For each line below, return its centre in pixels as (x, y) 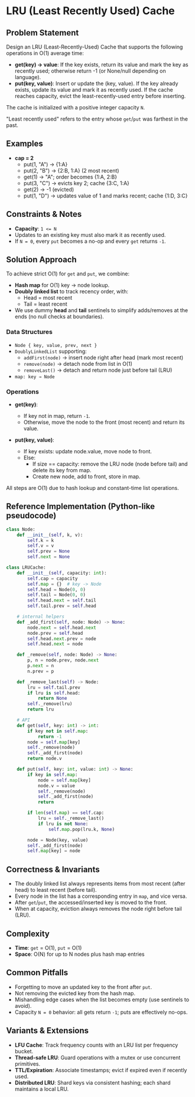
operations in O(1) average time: (45, 53)
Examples (25, 144)
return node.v (45, 759)
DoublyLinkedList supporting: (51, 351)
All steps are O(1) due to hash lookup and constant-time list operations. (92, 488)
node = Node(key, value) (58, 840)
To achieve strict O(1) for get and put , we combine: (68, 274)
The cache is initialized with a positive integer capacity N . (76, 107)
